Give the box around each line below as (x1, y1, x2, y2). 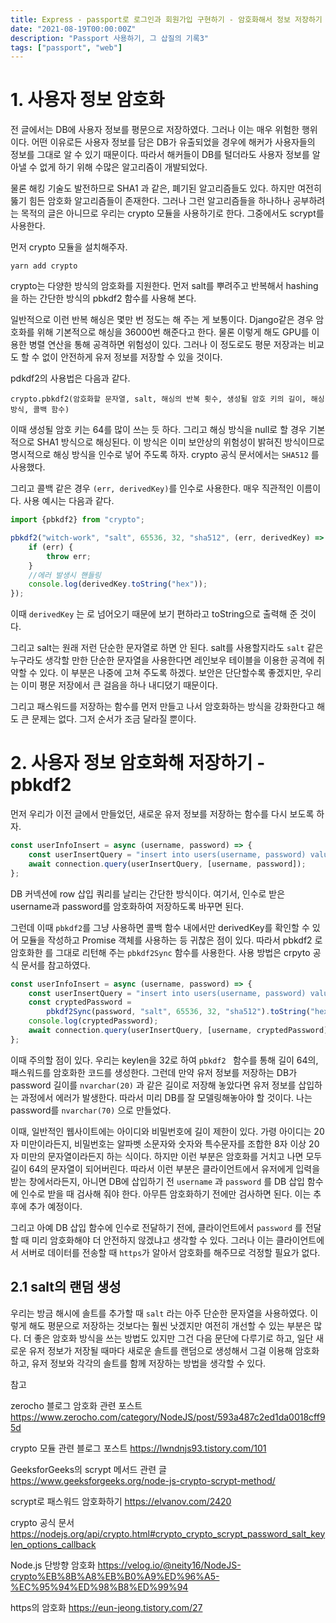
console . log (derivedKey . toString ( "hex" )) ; (28, 579, 208, 590)
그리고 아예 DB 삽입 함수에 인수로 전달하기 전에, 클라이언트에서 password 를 (10, 1221, 303, 1233)
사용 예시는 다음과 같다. (23, 495, 115, 507)
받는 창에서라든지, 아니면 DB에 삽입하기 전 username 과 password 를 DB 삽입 (10, 1175, 305, 1187)
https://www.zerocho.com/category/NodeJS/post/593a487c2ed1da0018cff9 (10, 1411, 326, 1423)
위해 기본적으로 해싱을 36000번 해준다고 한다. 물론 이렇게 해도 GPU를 (36, 326, 310, 338)
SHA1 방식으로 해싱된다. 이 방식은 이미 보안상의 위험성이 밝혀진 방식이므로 (36, 436, 325, 448)
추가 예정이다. (28, 1200, 83, 1212)
